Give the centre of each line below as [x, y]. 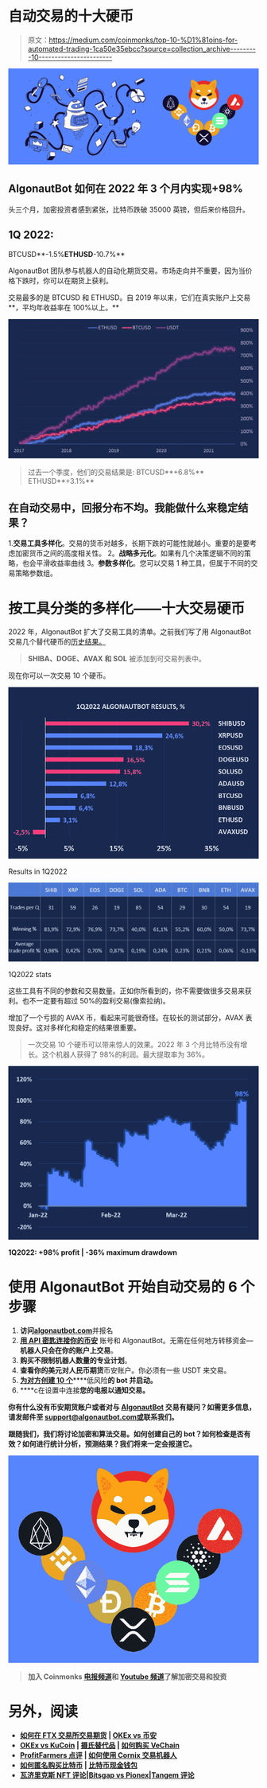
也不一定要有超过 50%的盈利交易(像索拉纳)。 [96, 1001]
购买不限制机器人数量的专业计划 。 [75, 1360]
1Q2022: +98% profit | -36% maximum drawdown [93, 1252]
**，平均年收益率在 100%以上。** [64, 307]
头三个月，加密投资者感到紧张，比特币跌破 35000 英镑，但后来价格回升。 [129, 209]
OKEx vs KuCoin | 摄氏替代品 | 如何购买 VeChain [100, 1745]
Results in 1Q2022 [38, 871]
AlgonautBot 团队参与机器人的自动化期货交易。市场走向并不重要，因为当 [127, 271]
